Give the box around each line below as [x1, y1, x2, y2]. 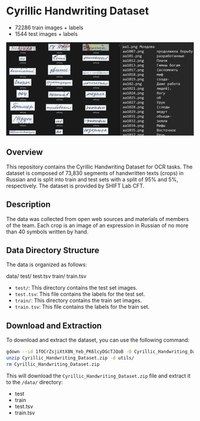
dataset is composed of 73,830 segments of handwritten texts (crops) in [6, 169, 184, 177]
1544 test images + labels [14, 30, 78, 37]
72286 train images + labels [14, 24, 83, 31]
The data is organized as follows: [6, 261, 87, 268]
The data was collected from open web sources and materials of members [6, 215, 189, 222]
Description [6, 199, 51, 210]
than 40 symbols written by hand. [6, 228, 89, 235]
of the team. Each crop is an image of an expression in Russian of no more [6, 222, 189, 229]
